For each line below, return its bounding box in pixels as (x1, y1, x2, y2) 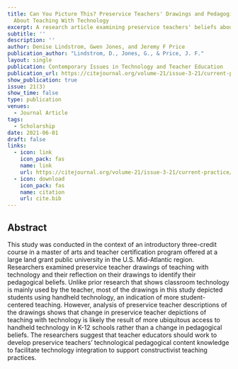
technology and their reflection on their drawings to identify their (7, 270, 196, 279)
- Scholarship (13, 122, 55, 130)
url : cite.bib (20, 195, 62, 202)
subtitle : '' (7, 30, 46, 38)
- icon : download (13, 175, 65, 182)
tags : (7, 116, 23, 123)
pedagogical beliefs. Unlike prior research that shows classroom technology (7, 277, 229, 286)
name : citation (20, 189, 65, 196)
